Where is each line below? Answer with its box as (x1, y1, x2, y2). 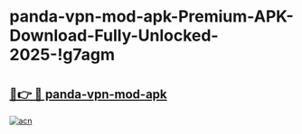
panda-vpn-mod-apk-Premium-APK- (9, 6, 294, 27)
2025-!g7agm (9, 45, 116, 65)
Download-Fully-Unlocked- (9, 25, 219, 46)
